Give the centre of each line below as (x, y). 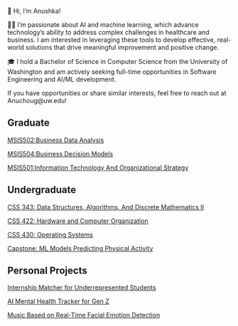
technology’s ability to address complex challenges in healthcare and (108, 32)
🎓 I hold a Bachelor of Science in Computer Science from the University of (118, 61)
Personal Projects (47, 271)
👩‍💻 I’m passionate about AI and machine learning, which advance (103, 25)
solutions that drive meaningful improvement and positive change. (122, 47)
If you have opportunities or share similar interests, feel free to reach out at (117, 93)
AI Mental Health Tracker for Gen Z (59, 301)
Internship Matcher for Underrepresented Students (82, 288)
